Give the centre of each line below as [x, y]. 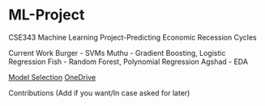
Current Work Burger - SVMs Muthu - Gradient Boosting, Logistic [117, 53]
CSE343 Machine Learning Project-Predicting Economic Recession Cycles [132, 37]
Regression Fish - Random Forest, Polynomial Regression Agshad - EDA [128, 61]
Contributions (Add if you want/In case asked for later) [99, 93]
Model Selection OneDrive [52, 77]
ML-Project [47, 15]
